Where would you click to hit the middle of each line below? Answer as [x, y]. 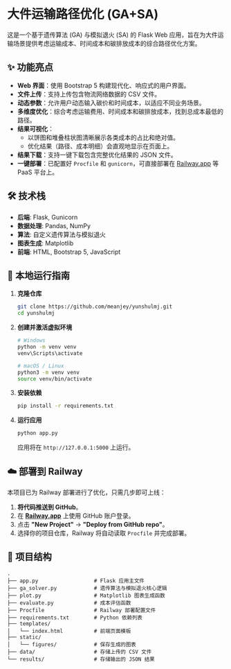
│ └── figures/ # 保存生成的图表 [72, 644]
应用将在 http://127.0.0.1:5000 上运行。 [76, 447]
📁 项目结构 [29, 557]
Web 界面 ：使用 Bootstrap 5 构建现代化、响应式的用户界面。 [103, 85]
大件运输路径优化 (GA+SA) [83, 14]
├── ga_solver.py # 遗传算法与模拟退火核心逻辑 [87, 588]
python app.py [37, 433]
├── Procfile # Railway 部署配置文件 [82, 610]
